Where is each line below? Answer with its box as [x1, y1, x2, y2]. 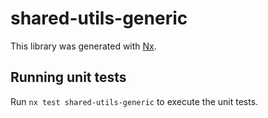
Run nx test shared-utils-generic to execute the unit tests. [10, 95, 259, 107]
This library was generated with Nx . [10, 40, 157, 52]
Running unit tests [10, 69, 127, 86]
